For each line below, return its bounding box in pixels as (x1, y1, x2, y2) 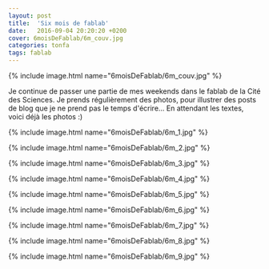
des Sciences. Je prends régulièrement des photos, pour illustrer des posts (8, 95, 256, 104)
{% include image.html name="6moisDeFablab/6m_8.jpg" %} (8, 236, 211, 245)
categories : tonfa (8, 42, 70, 50)
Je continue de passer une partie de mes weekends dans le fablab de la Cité (8, 86, 261, 96)
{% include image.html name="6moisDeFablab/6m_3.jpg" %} (8, 159, 211, 168)
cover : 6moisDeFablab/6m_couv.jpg (8, 34, 124, 42)
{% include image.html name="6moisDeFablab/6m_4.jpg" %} (8, 174, 211, 183)
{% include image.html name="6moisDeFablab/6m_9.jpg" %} (8, 251, 211, 261)
